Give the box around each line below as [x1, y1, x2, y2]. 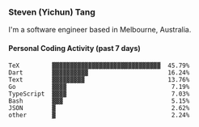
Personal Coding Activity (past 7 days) [8, 43, 142, 53]
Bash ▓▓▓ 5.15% [8, 96, 190, 105]
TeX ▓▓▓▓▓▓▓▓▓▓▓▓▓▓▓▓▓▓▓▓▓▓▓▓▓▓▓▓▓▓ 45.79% [8, 61, 190, 70]
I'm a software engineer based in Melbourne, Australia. [8, 25, 192, 35]
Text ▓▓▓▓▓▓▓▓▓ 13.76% [8, 75, 190, 83]
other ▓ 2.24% [8, 111, 190, 119]
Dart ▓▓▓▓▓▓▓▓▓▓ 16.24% [8, 68, 190, 77]
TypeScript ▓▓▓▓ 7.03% [8, 90, 190, 98]
